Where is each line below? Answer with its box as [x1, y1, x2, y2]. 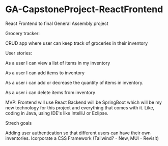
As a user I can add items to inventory [5, 70, 85, 76]
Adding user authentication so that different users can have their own [5, 130, 151, 136]
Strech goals [5, 120, 32, 126]
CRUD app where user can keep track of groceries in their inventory [5, 40, 148, 46]
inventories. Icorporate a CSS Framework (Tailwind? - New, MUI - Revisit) [5, 135, 159, 141]
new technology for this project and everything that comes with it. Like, [5, 104, 155, 110]
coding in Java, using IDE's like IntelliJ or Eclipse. [5, 110, 108, 116]
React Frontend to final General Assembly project [5, 20, 108, 26]
